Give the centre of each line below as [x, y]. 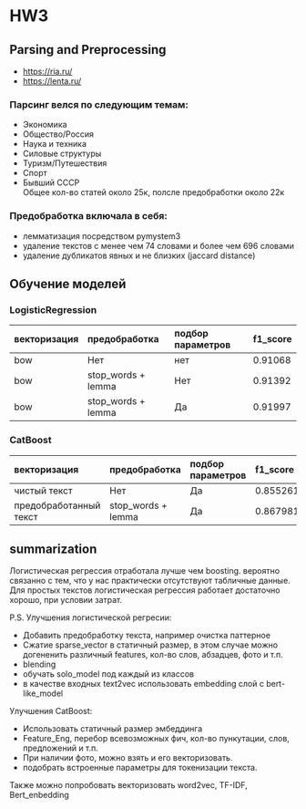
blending [39, 664]
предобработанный [57, 505]
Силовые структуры [62, 154]
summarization [53, 549]
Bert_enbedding [40, 795]
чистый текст [43, 491]
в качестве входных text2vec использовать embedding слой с [143, 684]
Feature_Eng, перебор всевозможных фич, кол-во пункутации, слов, [156, 739]
